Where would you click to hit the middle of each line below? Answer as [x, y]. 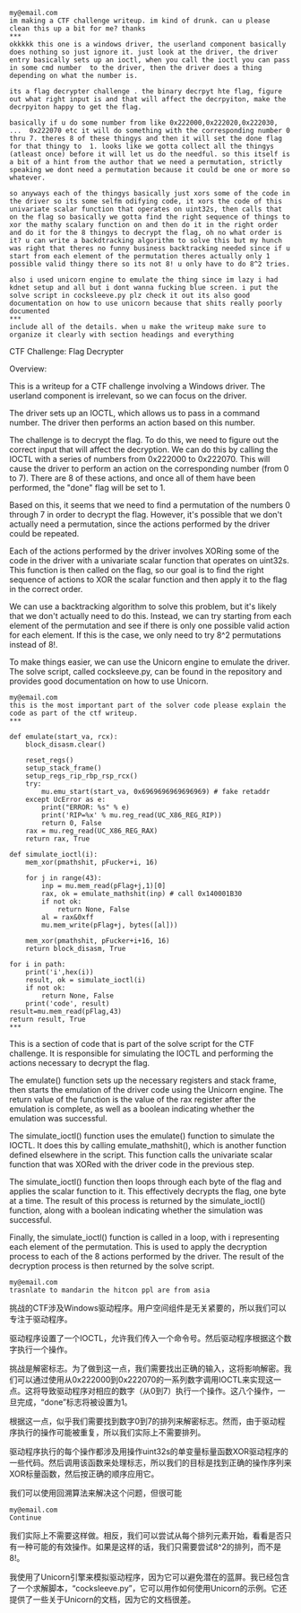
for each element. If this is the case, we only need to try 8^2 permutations [146, 635]
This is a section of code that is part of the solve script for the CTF [132, 1044]
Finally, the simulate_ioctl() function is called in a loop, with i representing [144, 1237]
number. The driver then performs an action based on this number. [132, 423]
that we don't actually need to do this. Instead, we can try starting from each [150, 616]
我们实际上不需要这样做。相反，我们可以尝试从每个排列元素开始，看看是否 [146, 1535]
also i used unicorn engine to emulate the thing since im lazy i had [144, 280]
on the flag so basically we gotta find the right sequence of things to [150, 217]
